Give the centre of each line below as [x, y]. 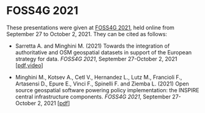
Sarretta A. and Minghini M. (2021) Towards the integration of [92, 46]
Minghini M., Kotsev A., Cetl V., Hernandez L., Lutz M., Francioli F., [99, 77]
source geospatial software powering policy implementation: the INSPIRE [107, 90]
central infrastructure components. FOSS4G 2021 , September [93, 97]
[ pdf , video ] [29, 65]
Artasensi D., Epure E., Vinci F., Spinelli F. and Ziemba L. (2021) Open [102, 84]
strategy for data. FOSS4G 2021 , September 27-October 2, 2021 [96, 59]
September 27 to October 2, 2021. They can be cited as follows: [87, 34]
